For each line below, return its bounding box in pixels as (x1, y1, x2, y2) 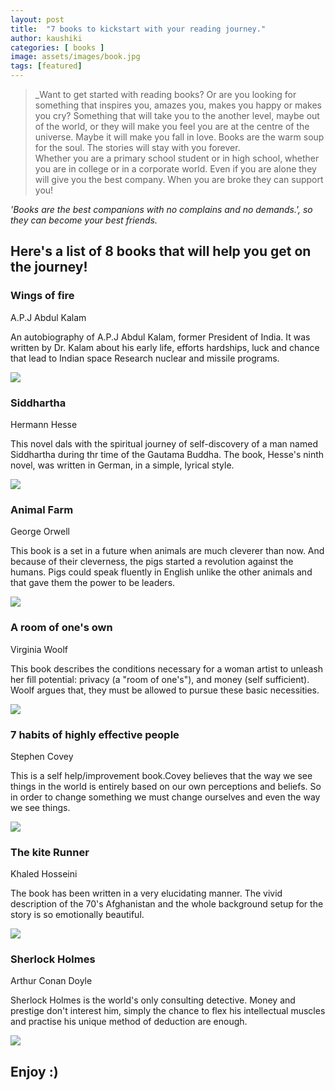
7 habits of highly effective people (10, 727, 180, 741)
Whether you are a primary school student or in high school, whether (34, 152, 320, 164)
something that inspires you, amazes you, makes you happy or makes (34, 99, 322, 111)
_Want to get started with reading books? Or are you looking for (34, 89, 297, 100)
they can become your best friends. (10, 214, 158, 226)
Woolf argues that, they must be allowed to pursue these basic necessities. (10, 684, 320, 696)
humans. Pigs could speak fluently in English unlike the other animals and (10, 566, 313, 578)
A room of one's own (10, 621, 113, 635)
